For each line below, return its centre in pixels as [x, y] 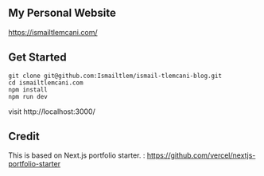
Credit [24, 137]
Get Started [37, 58]
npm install [28, 90]
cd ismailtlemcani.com [46, 83]
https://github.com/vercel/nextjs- [201, 155]
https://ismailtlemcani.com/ [53, 32]
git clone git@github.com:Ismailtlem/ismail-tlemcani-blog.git [115, 76]
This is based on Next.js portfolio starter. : [77, 155]
